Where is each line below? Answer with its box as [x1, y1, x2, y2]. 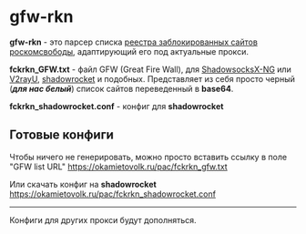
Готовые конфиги [9, 127, 114, 143]
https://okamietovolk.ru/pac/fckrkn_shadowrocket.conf [9, 188, 217, 199]
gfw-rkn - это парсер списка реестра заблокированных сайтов [9, 36, 258, 47]
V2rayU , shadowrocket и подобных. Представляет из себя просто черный [9, 73, 296, 84]
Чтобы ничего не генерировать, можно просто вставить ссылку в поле [9, 151, 288, 162]
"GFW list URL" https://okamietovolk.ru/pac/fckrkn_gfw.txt [9, 161, 228, 172]
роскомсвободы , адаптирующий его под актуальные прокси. [9, 46, 249, 56]
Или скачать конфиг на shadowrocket [9, 178, 157, 189]
